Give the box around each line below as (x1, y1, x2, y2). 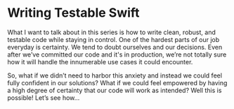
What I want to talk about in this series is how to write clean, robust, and (7, 28, 216, 36)
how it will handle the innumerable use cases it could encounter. (7, 57, 193, 66)
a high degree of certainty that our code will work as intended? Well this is (7, 86, 222, 94)
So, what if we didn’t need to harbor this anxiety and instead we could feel (7, 71, 223, 80)
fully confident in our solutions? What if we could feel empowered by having (7, 78, 228, 87)
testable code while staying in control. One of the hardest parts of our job (7, 35, 220, 43)
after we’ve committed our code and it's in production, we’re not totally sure (7, 50, 227, 59)
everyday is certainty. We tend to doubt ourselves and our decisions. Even (7, 43, 223, 51)
